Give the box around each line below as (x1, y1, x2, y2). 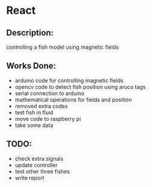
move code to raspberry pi (14, 115, 81, 122)
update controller (14, 161, 58, 168)
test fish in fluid (14, 109, 53, 116)
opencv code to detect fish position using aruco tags (14, 83, 146, 90)
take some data (14, 121, 53, 129)
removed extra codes (14, 102, 68, 109)
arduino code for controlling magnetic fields (14, 76, 124, 84)
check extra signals (14, 155, 64, 162)
